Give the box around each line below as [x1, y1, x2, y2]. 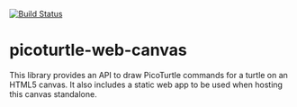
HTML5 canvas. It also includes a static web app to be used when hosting [9, 79, 283, 90]
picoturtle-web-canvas [9, 40, 187, 60]
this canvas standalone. [9, 88, 97, 99]
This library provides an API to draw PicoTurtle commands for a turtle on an [9, 69, 288, 80]
